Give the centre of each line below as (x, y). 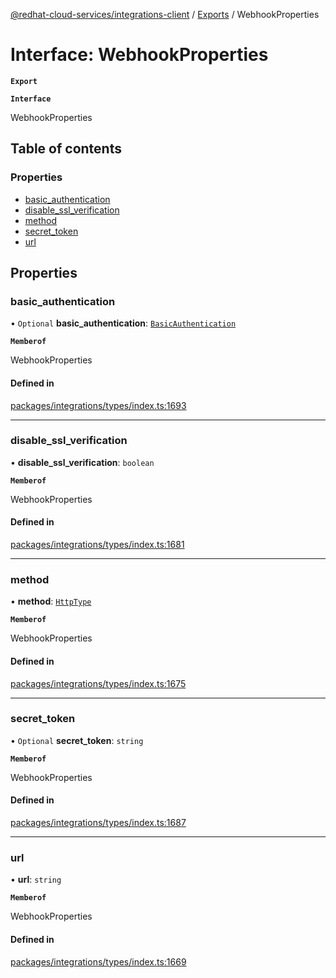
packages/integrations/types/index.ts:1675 (98, 683)
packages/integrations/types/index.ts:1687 (98, 823)
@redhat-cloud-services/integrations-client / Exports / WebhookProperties (165, 14)
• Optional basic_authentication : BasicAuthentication (123, 323)
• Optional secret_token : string (77, 740)
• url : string (36, 880)
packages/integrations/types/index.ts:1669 (98, 961)
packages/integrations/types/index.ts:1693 (98, 405)
